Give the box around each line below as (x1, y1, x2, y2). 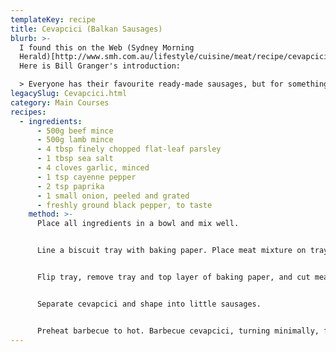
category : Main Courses (10, 97, 110, 108)
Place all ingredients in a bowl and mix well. (36, 219, 240, 229)
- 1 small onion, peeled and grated (36, 191, 190, 201)
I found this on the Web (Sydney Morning (19, 42, 195, 53)
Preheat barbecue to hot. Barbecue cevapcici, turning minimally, (36, 326, 320, 336)
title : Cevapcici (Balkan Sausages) (10, 24, 163, 34)
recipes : (10, 107, 47, 117)
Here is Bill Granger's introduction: (19, 61, 182, 71)
